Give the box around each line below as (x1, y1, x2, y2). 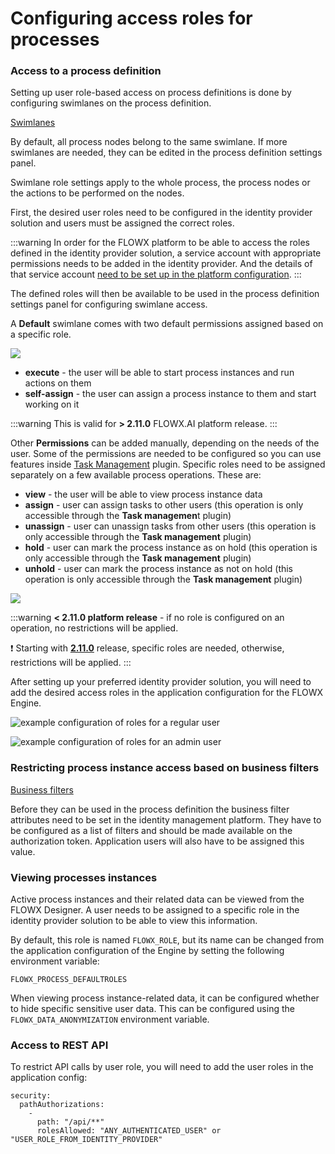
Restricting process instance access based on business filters (10, 761, 320, 775)
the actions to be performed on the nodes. (10, 187, 185, 199)
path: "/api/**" (36, 1117, 105, 1127)
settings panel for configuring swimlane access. (10, 298, 208, 311)
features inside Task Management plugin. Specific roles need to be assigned (10, 458, 326, 471)
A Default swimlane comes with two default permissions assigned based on (10, 318, 324, 330)
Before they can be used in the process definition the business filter (10, 803, 290, 815)
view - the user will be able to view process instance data (24, 488, 263, 501)
